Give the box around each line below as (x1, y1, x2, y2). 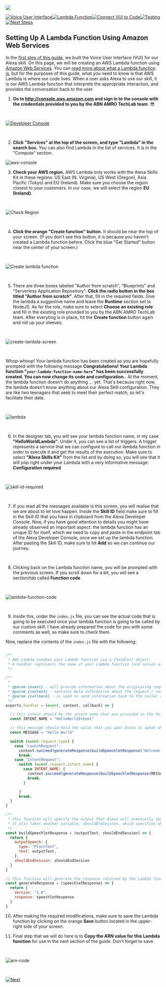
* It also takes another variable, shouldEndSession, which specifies (7, 821, 156, 826)
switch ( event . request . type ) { (10, 739, 74, 744)
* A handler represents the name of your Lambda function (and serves (7, 662, 156, 667)
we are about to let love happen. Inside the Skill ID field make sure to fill (12, 508, 159, 514)
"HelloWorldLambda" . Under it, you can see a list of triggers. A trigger (12, 438, 157, 444)
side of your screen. (23, 923, 65, 929)
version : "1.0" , (14, 890, 48, 895)
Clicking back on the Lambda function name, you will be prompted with (12, 564, 158, 570)
